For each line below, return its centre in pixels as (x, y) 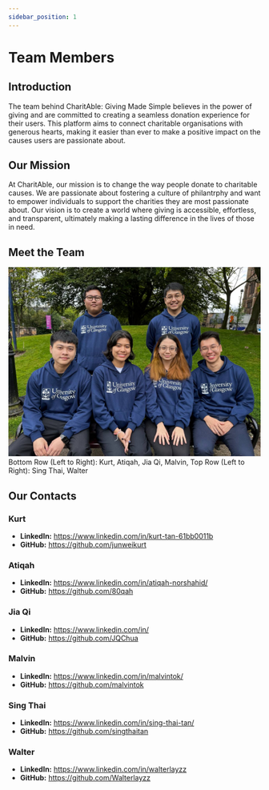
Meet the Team (46, 252)
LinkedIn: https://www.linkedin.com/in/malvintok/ (102, 676)
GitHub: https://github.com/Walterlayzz (85, 778)
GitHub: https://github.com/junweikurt (83, 544)
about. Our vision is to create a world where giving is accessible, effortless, (132, 210)
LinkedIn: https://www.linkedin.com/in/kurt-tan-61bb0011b (116, 535)
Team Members (61, 57)
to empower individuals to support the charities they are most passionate (129, 202)
